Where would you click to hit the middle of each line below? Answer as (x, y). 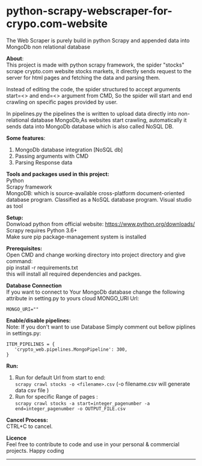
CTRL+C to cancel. (29, 426)
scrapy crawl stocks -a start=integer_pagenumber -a (82, 404)
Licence (17, 438)
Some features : (26, 138)
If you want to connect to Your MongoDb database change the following (96, 292)
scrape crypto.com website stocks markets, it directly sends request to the (99, 71)
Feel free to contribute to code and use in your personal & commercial (93, 444)
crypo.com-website (57, 24)
